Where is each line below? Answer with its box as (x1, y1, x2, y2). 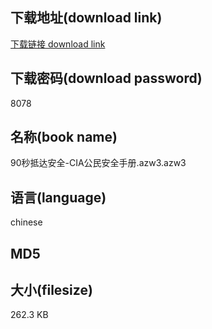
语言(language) (10, 189, 107, 206)
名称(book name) (10, 129, 118, 146)
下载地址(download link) (10, 9, 163, 27)
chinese (10, 216, 43, 228)
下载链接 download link (10, 38, 106, 50)
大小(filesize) (10, 282, 93, 299)
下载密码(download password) (10, 70, 203, 87)
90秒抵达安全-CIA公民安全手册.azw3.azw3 (10, 157, 187, 169)
